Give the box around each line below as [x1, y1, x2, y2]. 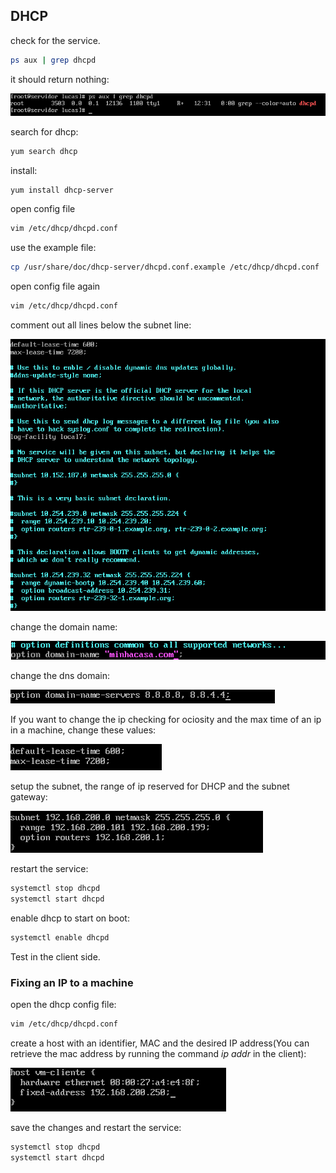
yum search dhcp [10, 146, 78, 156]
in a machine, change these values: [10, 724, 157, 736]
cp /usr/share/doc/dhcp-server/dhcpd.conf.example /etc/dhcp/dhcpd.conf [10, 262, 320, 273]
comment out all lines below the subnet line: [10, 319, 192, 331]
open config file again [10, 280, 101, 293]
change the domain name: [10, 620, 118, 633]
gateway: [10, 791, 48, 803]
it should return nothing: [10, 73, 110, 85]
